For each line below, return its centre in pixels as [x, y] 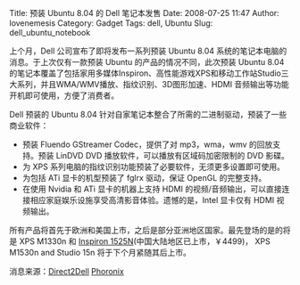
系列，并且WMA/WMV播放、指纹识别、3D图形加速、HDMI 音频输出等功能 [153, 84]
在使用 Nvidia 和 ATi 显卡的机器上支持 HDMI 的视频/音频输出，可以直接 [152, 189]
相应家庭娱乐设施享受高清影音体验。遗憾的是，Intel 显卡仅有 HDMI [152, 200]
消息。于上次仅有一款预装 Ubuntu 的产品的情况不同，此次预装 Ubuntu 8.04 [147, 62]
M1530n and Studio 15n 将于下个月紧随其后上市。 [100, 252]
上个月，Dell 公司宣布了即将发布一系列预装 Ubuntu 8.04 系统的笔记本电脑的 [148, 51]
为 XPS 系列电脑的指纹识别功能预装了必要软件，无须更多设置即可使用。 [154, 167]
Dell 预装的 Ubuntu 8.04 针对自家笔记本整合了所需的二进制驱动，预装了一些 [148, 114]
